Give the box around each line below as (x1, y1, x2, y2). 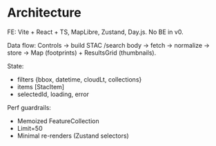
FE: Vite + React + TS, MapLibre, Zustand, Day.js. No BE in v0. (7, 28, 184, 36)
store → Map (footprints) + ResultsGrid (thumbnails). (7, 48, 157, 57)
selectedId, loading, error (17, 90, 90, 98)
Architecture (7, 5, 81, 21)
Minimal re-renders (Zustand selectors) (17, 131, 129, 140)
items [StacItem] (17, 82, 64, 91)
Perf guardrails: (7, 103, 52, 111)
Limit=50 (17, 124, 43, 132)
